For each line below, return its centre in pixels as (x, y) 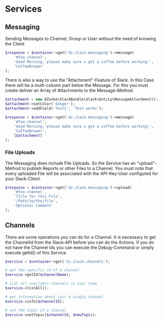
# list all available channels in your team (51, 284)
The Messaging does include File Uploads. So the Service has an (70, 163)
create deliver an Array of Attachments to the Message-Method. (70, 91)
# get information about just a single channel (54, 297)
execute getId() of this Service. (36, 252)
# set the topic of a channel (36, 310)
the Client (15, 44)
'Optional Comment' (34, 206)
